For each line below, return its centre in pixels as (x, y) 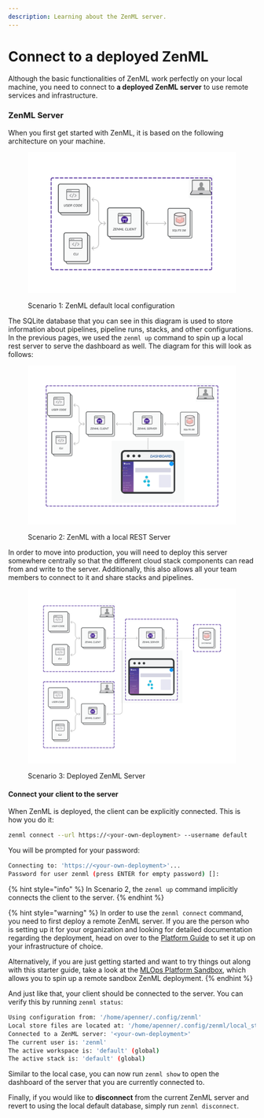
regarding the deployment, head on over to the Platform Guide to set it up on (132, 938)
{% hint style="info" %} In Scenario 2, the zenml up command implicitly (123, 890)
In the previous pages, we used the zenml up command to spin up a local (126, 338)
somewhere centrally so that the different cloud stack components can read (131, 560)
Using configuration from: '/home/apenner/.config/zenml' (105, 1018)
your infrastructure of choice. (56, 946)
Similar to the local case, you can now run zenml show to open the (114, 1074)
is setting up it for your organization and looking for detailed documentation (130, 930)
